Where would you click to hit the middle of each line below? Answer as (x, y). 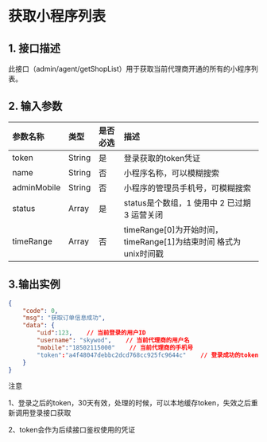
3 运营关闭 (143, 214)
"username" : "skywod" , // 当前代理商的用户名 (113, 340)
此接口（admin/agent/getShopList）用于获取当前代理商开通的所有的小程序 (130, 69)
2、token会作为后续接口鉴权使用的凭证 (72, 430)
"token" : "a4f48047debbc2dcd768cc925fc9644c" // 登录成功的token (148, 355)
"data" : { (39, 326)
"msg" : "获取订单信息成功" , (64, 318)
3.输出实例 (35, 285)
